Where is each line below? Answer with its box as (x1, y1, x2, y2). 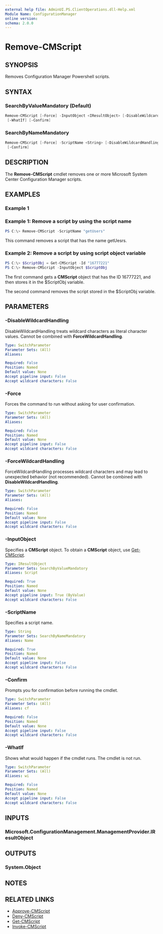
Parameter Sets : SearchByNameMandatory (5, 634, 86, 639)
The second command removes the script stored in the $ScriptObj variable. (5, 289, 156, 295)
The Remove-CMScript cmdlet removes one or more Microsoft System (5, 171, 147, 177)
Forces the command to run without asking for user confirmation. (5, 401, 135, 407)
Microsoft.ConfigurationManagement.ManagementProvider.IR (5, 828, 156, 835)
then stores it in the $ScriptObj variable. (5, 279, 85, 285)
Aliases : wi (5, 773, 29, 779)
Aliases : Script (5, 571, 38, 575)
